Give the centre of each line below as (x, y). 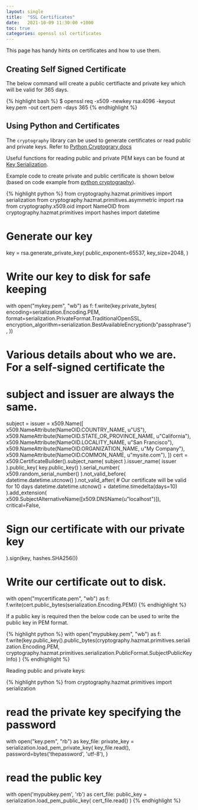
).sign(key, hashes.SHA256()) (42, 558)
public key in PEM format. (38, 622)
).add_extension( (27, 493)
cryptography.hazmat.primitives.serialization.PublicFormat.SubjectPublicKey (99, 652)
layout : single (25, 12)
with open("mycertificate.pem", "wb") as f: (58, 598)
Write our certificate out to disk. (86, 582)
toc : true (18, 28)
